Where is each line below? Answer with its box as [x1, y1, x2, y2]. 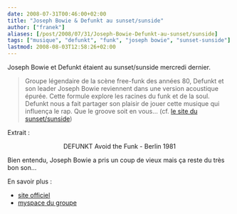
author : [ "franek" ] [7, 23, 65, 31]
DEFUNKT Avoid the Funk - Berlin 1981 [63, 142, 177, 150]
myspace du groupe [17, 198, 77, 207]
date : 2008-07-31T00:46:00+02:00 [7, 10, 107, 18]
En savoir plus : [7, 177, 52, 186]
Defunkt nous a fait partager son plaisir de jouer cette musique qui [24, 100, 220, 107]
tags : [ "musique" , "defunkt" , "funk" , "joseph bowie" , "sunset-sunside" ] [7, 37, 231, 44]
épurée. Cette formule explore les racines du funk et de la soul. [24, 92, 210, 100]
